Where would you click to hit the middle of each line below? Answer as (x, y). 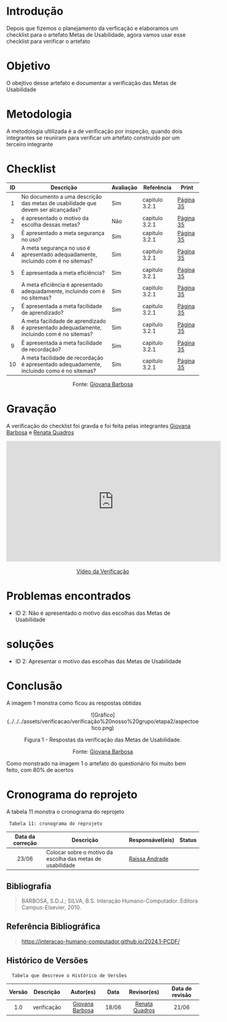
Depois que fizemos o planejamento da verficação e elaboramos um (92, 28)
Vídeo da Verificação (103, 571)
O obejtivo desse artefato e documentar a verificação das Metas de (91, 83)
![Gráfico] (103, 715)
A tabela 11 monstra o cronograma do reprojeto (65, 811)
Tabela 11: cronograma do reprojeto (56, 824)
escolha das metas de (74, 859)
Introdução (35, 11)
